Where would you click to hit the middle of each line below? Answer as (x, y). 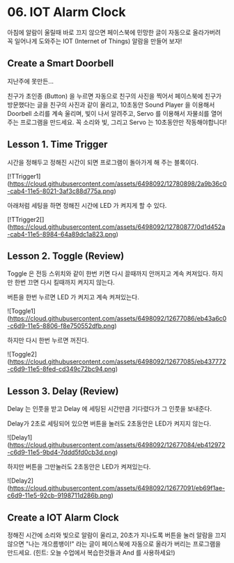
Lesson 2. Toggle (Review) (66, 256)
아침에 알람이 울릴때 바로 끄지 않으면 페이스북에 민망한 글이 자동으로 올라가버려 (114, 32)
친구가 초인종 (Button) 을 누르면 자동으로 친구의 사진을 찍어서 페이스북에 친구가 (114, 96)
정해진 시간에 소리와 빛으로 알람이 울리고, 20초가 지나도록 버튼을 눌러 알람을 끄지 (117, 535)
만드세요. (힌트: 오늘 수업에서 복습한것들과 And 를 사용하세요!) (91, 553)
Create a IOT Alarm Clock (63, 517)
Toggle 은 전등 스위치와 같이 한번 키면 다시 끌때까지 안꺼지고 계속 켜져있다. (109, 273)
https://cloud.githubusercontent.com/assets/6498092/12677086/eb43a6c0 (118, 319)
